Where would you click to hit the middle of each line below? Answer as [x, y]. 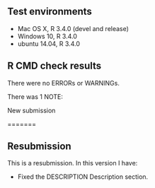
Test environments [50, 12]
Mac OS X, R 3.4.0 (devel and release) [73, 28]
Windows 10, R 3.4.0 [47, 36]
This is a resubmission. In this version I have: [73, 163]
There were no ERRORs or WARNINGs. [64, 83]
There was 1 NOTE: [35, 96]
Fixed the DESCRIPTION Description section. [83, 177]
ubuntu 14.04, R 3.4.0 [48, 43]
